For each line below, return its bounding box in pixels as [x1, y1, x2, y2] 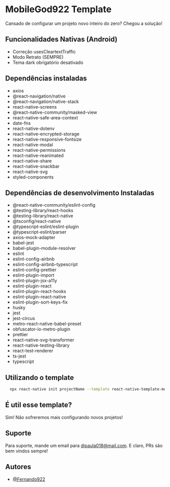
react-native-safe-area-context [12, 114, 78, 120]
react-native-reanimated [12, 152, 64, 158]
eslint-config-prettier [12, 267, 57, 273]
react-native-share [12, 157, 52, 164]
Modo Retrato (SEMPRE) [12, 54, 64, 60]
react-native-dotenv [12, 125, 55, 132]
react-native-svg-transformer [12, 337, 74, 343]
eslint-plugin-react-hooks [12, 288, 67, 295]
